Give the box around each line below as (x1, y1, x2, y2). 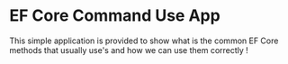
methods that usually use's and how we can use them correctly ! (9, 44, 249, 55)
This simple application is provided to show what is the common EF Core (9, 35, 279, 46)
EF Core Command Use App (9, 5, 220, 26)
